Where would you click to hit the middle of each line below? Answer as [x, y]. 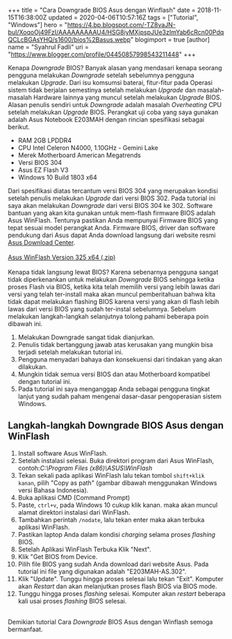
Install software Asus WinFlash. [63, 453]
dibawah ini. [25, 324]
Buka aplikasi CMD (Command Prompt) [74, 497]
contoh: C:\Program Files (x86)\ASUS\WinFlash [85, 468]
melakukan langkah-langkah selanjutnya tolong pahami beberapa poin [108, 316]
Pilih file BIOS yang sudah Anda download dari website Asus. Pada [113, 564]
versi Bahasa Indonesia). [53, 490]
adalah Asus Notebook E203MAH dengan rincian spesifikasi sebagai [106, 120]
